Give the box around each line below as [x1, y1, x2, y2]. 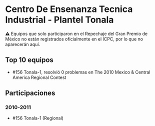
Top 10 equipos [5, 56, 54, 64]
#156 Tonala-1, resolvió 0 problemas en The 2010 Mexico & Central [12, 69, 150, 75]
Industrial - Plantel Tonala [5, 14, 114, 25]
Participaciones [5, 89, 55, 97]
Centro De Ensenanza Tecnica [5, 3, 133, 15]
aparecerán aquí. [5, 41, 40, 47]
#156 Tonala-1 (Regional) [12, 115, 64, 121]
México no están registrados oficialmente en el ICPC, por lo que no [5, 36, 143, 42]
